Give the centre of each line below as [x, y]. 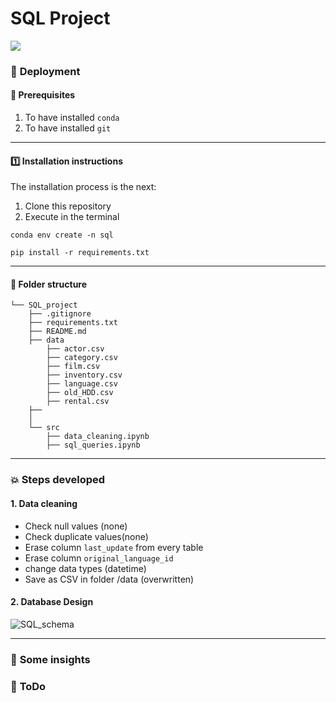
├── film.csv [73, 367]
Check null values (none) [76, 526]
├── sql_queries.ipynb [93, 445]
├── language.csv [82, 384]
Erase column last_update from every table [114, 547]
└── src [44, 428]
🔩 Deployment [45, 71]
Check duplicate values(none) [86, 536]
